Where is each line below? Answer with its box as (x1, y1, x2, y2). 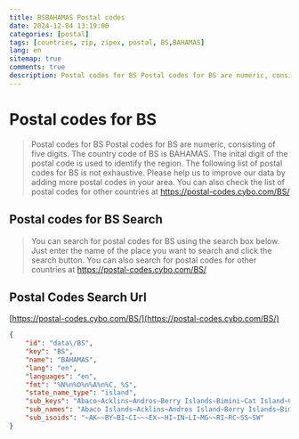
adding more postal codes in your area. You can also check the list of (30, 176, 286, 187)
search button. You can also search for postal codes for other (30, 255, 257, 265)
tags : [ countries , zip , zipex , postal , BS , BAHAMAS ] (9, 37, 205, 47)
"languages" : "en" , (25, 371, 98, 381)
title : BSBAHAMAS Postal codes (9, 12, 125, 22)
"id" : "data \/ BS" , (25, 339, 93, 348)
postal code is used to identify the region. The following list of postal (30, 158, 283, 168)
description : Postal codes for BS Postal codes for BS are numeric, (9, 71, 269, 80)
